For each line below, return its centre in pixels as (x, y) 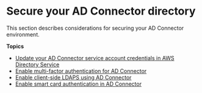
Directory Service (37, 64)
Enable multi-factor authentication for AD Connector (81, 71)
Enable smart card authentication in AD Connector (78, 84)
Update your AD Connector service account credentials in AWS (95, 58)
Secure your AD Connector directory (101, 11)
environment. (23, 34)
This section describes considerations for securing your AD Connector (95, 28)
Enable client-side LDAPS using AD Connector (73, 77)
